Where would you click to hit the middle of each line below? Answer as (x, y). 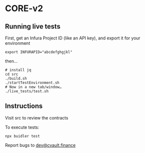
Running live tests (33, 26)
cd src (12, 74)
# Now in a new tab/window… (33, 87)
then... (11, 61)
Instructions (24, 106)
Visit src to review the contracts (37, 118)
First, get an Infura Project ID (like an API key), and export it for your (73, 38)
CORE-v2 (24, 8)
